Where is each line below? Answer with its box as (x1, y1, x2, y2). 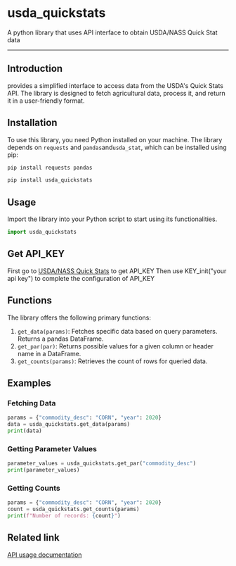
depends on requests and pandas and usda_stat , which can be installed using (7, 143, 227, 151)
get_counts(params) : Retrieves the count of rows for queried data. (17, 357, 208, 365)
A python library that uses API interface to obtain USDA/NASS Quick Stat (7, 28, 218, 37)
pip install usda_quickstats (7, 177, 93, 184)
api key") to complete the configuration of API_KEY (7, 274, 155, 282)
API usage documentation (7, 551, 82, 559)
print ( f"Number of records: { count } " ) (7, 512, 121, 520)
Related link (7, 532, 60, 543)
